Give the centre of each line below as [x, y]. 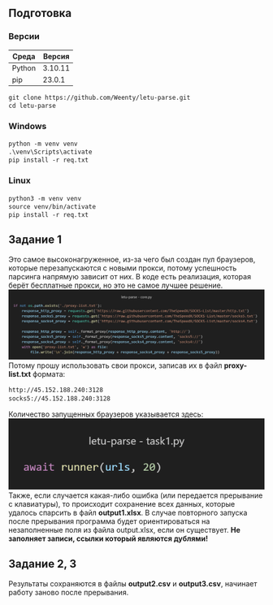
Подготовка [40, 13]
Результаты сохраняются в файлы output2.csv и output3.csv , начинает [133, 583]
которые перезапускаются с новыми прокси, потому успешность [123, 268]
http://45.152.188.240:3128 [56, 390]
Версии [24, 37]
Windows [28, 127]
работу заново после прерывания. [69, 592]
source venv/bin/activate [52, 206]
